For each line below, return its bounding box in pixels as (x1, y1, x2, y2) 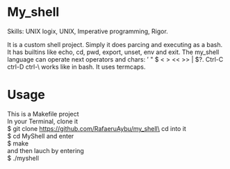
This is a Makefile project (7, 109, 79, 118)
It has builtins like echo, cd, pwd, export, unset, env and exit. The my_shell (7, 48, 220, 56)
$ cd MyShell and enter (7, 132, 74, 140)
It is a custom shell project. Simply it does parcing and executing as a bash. (7, 40, 223, 48)
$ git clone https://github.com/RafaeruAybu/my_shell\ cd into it (7, 124, 186, 132)
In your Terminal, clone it (7, 117, 79, 125)
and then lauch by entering (7, 146, 85, 154)
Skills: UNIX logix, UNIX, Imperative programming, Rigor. (7, 27, 168, 35)
